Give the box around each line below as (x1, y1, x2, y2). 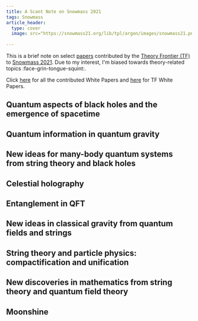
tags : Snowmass (6, 14, 44, 20)
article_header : (6, 20, 46, 25)
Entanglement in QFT (6, 199, 85, 209)
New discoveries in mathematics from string (6, 277, 173, 287)
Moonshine (6, 307, 49, 317)
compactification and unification (6, 257, 129, 267)
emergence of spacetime (6, 109, 100, 119)
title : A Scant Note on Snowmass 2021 (6, 8, 101, 15)
